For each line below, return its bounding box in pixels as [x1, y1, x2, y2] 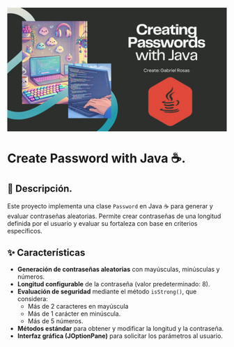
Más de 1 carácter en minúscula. [27, 309, 121, 318]
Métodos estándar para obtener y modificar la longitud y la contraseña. [17, 325, 224, 333]
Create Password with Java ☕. [7, 151, 186, 166]
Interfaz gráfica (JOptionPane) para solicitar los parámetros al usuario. [17, 332, 223, 340]
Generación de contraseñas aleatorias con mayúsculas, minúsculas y [17, 265, 220, 274]
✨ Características [7, 247, 86, 259]
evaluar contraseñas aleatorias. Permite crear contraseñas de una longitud [7, 212, 221, 220]
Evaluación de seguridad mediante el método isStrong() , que [17, 287, 197, 296]
